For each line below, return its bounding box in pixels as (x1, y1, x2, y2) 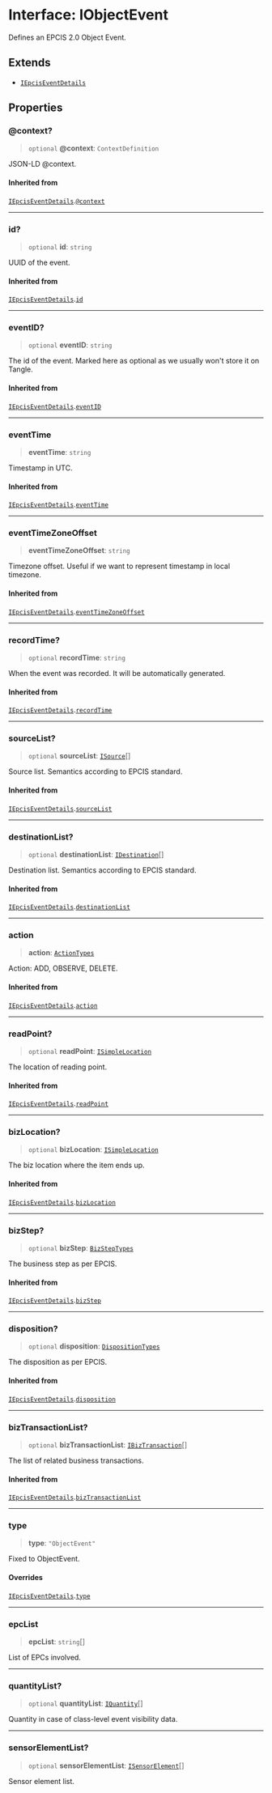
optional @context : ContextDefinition (28, 143, 159, 153)
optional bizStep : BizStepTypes (28, 1243, 134, 1252)
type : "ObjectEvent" (28, 1538, 96, 1548)
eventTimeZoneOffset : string (28, 546, 131, 555)
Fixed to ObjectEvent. (8, 1554, 80, 1564)
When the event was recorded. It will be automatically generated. (8, 668, 226, 678)
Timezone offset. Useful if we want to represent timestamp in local (8, 561, 231, 571)
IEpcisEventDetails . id (8, 294, 83, 304)
